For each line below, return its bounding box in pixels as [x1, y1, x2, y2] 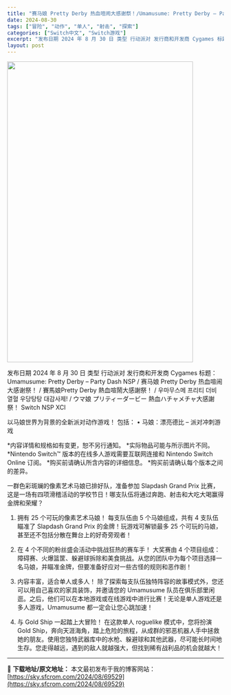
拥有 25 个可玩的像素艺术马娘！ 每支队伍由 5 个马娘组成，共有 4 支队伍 [16, 514, 219, 521]
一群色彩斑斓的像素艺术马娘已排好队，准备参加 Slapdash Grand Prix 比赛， [7, 482, 219, 490]
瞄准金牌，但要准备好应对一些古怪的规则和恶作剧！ [47, 563, 192, 571]
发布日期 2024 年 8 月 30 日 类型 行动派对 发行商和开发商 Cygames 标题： [7, 369, 218, 376]
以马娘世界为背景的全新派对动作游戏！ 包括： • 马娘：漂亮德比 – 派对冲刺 [7, 418, 215, 426]
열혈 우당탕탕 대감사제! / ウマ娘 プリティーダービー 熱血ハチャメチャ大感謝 [7, 394, 215, 403]
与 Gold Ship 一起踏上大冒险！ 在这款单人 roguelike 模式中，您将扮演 [16, 618, 212, 626]
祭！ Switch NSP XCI [7, 403, 66, 411]
